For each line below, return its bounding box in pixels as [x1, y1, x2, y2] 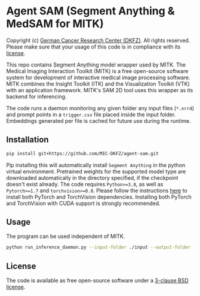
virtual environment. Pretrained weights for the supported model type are [6, 168, 186, 175]
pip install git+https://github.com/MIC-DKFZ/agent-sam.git [6, 150, 159, 156]
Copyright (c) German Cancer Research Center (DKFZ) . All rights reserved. [6, 37, 190, 44]
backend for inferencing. [6, 93, 67, 100]
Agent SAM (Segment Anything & [6, 4, 175, 18]
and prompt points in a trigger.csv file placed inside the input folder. [6, 111, 176, 118]
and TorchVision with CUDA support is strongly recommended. [6, 200, 161, 207]
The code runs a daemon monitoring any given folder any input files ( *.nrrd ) [6, 104, 195, 111]
